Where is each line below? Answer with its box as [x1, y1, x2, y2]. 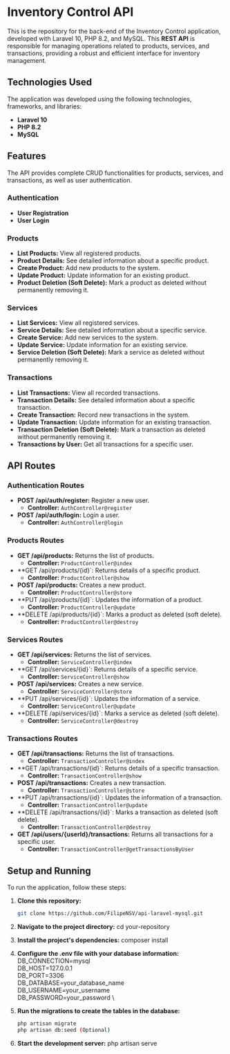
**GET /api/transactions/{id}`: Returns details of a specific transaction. [17, 764, 220, 773]
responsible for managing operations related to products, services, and [7, 41, 209, 50]
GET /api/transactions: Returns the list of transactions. [17, 749, 175, 757]
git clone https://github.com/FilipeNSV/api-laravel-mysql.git [17, 910, 204, 917]
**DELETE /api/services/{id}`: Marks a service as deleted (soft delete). [17, 709, 220, 717]
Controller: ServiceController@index [27, 658, 133, 666]
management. [7, 56, 47, 64]
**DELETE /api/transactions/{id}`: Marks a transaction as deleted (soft [17, 808, 219, 816]
